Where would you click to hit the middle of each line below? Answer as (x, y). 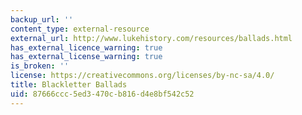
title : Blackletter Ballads (69, 85)
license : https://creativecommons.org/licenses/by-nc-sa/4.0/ (142, 76)
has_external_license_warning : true (86, 57)
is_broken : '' (40, 66)
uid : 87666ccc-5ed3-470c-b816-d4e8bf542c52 (102, 94)
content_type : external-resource (80, 29)
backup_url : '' (42, 19)
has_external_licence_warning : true (86, 47)
